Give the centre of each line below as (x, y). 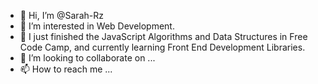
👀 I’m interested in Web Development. (97, 26)
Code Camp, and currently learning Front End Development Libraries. (162, 47)
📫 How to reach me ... (66, 69)
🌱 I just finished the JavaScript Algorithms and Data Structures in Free (163, 36)
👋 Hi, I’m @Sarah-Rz (61, 15)
